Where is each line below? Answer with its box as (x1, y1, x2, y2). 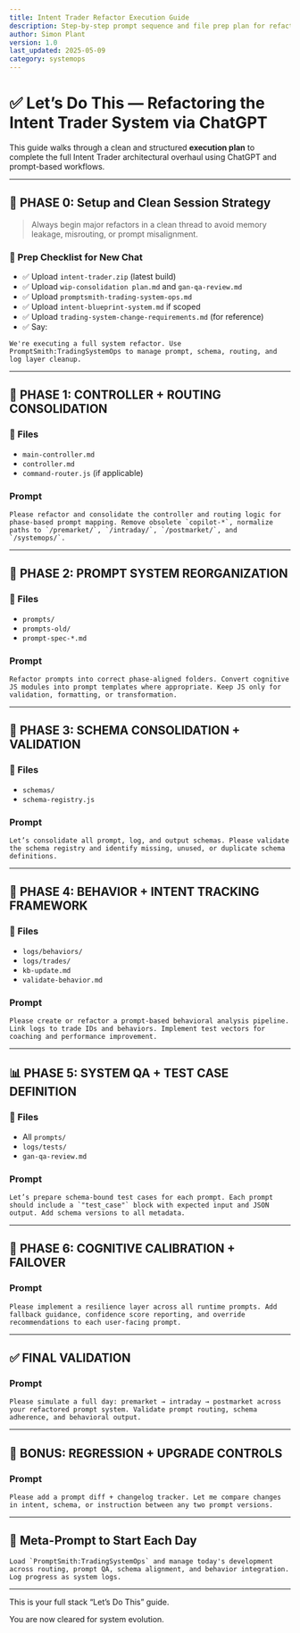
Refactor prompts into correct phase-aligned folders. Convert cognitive (9, 675, 290, 684)
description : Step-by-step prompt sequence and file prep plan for (9, 21, 266, 30)
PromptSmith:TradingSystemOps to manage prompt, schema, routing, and (9, 348, 278, 356)
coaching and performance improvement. (9, 1032, 158, 1041)
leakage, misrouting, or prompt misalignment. (30, 229, 198, 239)
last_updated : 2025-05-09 (9, 46, 105, 55)
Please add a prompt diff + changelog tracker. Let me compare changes (9, 1493, 281, 1502)
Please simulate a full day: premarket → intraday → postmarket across (9, 1397, 281, 1407)
